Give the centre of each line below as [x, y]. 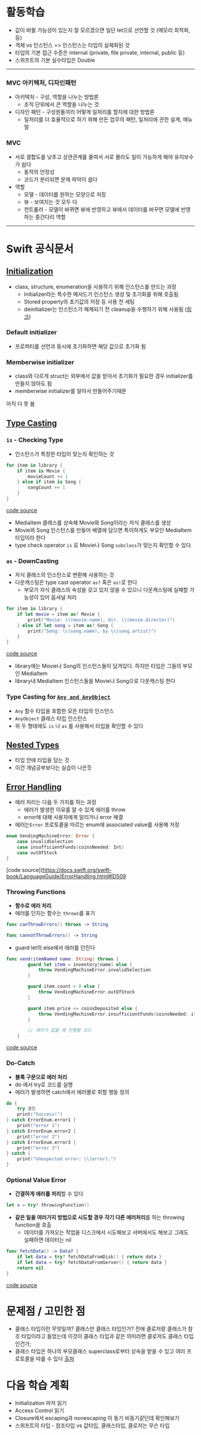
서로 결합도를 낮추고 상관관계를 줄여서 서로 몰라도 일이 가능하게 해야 [94, 157]
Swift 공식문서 [40, 249]
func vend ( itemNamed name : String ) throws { [63, 959]
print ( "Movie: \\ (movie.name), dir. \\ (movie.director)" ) [101, 620]
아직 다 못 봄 [21, 404]
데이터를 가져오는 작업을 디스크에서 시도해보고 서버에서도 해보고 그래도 [106, 1232]
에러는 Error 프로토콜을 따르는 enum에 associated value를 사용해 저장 [97, 825]
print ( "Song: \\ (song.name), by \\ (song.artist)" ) [92, 631]
